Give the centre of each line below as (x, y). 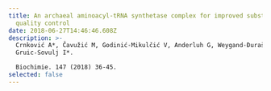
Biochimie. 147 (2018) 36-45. (66, 67)
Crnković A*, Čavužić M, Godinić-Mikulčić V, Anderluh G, (115, 45)
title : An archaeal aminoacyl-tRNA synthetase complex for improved (126, 16)
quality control (43, 23)
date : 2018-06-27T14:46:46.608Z (63, 30)
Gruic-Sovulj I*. (45, 53)
